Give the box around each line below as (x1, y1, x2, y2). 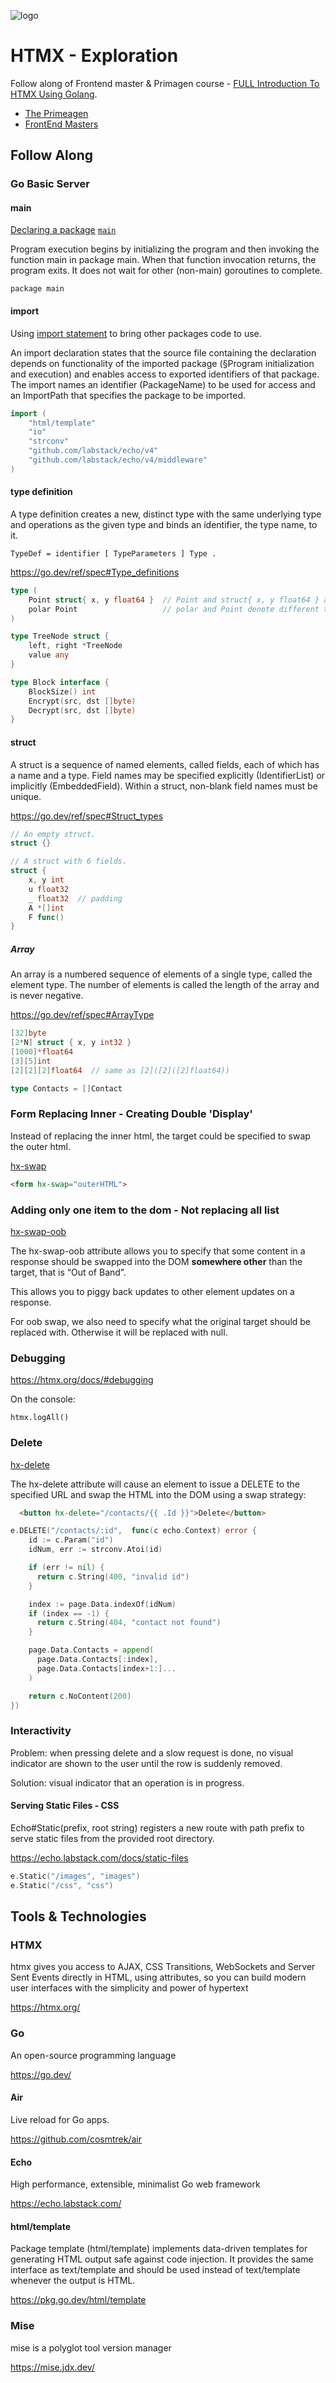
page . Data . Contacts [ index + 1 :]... (36, 1663, 177, 1674)
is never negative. (10, 990, 84, 1002)
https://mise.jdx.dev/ (10, 2361, 95, 2373)
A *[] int (28, 903, 65, 913)
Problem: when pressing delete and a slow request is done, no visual (10, 1746, 294, 1759)
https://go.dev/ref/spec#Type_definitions (10, 566, 180, 578)
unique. (10, 790, 42, 802)
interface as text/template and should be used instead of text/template (10, 2264, 301, 2276)
